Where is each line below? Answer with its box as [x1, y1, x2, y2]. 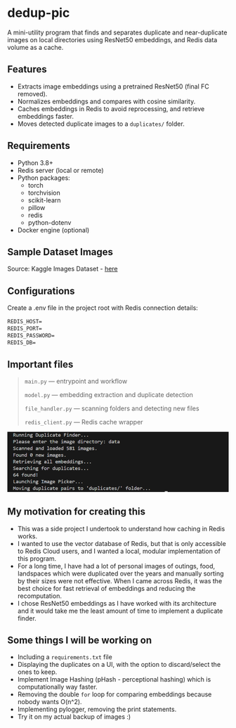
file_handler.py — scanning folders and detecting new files [24, 404, 199, 412]
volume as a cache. [7, 43, 64, 51]
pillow [27, 203, 46, 212]
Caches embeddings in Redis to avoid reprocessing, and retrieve [17, 104, 205, 113]
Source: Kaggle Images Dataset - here [7, 265, 118, 273]
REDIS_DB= [7, 339, 37, 346]
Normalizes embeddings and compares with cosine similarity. [17, 97, 196, 105]
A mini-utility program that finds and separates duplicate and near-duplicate [7, 28, 228, 37]
